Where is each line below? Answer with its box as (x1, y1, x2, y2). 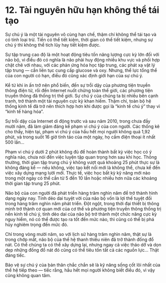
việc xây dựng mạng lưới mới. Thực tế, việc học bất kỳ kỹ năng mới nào (5, 170, 151, 175)
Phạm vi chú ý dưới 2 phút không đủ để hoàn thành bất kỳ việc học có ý (5, 149, 152, 155)
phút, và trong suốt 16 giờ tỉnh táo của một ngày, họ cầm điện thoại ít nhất (5, 134, 156, 140)
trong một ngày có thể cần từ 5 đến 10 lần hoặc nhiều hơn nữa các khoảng (5, 175, 157, 181)
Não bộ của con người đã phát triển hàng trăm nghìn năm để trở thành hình (5, 190, 158, 196)
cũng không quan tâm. (5, 272, 51, 278)
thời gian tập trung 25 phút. (5, 180, 61, 186)
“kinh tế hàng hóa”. (5, 109, 44, 114)
